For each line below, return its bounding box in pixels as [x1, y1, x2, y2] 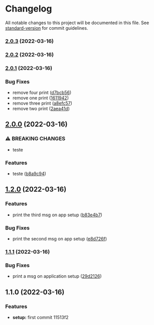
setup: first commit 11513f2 [12, 314, 69, 320]
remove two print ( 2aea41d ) [12, 106, 70, 111]
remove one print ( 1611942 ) [12, 95, 69, 101]
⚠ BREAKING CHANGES [5, 135, 66, 142]
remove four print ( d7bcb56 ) [12, 90, 72, 96]
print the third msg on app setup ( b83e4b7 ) [12, 212, 103, 218]
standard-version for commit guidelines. [5, 25, 88, 31]
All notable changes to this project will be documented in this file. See [5, 20, 149, 26]
